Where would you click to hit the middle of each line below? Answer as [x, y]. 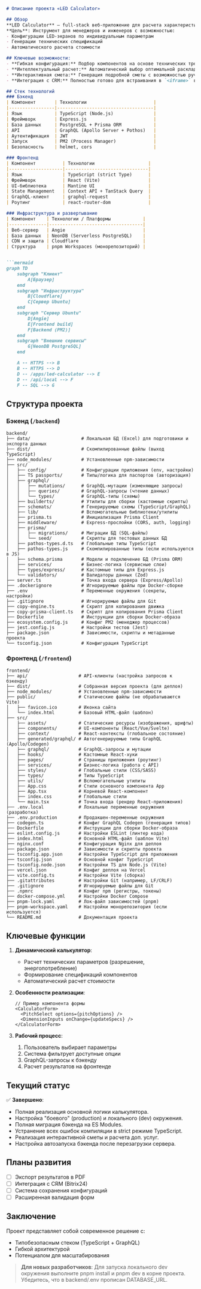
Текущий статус [38, 1085]
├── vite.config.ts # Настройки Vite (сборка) [76, 876]
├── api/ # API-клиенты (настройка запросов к [89, 676]
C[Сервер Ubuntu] [49, 302]
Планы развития [39, 1163]
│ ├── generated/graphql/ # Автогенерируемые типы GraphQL [84, 739]
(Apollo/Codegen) [28, 744]
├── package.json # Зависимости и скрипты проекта [84, 849]
